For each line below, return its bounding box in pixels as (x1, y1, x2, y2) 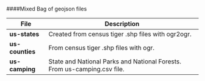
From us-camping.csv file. (48, 65, 125, 73)
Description (104, 19, 140, 28)
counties (9, 48, 35, 55)
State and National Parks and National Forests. (48, 57, 182, 66)
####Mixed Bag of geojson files (6, 5, 87, 12)
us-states (9, 30, 40, 38)
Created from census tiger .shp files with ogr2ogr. (48, 30, 192, 38)
